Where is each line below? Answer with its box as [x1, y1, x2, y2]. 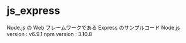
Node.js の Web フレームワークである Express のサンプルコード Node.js [6, 24, 180, 31]
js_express [6, 4, 60, 17]
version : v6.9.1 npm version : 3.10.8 [6, 30, 93, 37]
